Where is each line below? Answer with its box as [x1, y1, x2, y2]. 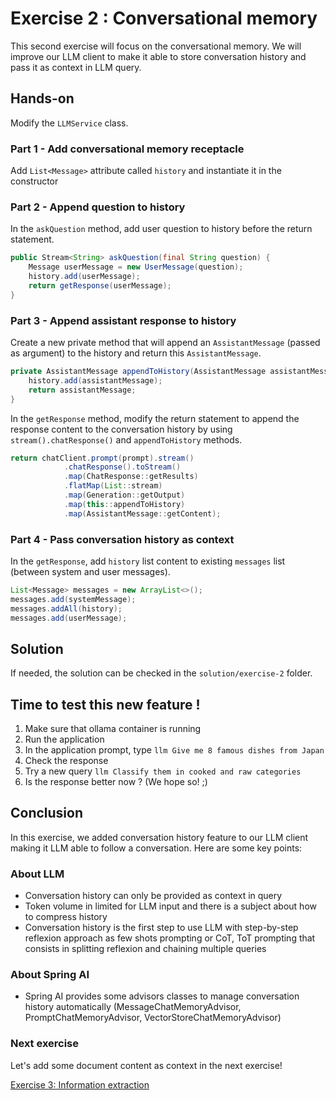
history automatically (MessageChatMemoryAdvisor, [24, 1001, 242, 1013]
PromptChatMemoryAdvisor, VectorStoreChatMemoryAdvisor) [24, 1012, 282, 1024]
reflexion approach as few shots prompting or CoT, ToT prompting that [24, 932, 316, 944]
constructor [10, 175, 59, 187]
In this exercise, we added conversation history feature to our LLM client [10, 831, 309, 843]
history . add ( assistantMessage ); [28, 375, 163, 386]
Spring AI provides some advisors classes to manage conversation [24, 990, 300, 1002]
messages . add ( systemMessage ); [10, 594, 137, 604]
